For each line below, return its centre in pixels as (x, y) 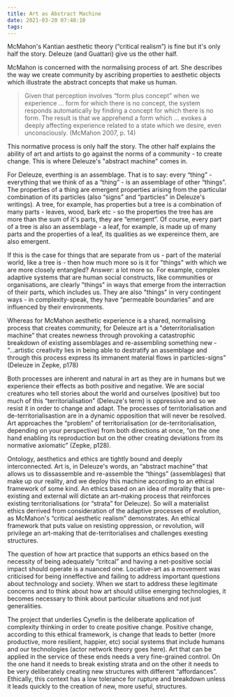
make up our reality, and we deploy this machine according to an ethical (111, 481)
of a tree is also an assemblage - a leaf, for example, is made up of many (112, 227)
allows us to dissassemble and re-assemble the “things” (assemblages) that (116, 474)
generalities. (25, 606)
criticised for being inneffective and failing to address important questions (114, 576)
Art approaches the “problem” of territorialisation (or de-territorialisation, (112, 423)
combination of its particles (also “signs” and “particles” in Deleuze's (106, 197)
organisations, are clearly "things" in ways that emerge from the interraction (117, 285)
